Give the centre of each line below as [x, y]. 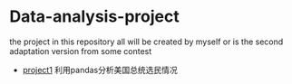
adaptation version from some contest [81, 51]
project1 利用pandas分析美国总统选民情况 [100, 70]
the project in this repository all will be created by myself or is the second [146, 42]
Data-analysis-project [94, 17]
